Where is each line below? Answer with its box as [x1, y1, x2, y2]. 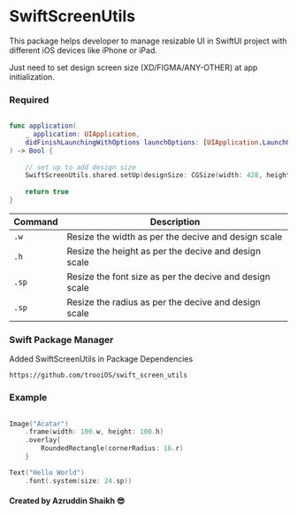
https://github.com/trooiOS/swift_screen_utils [9, 371, 188, 380]
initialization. [9, 71, 55, 82]
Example [9, 392, 48, 404]
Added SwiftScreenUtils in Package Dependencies [9, 354, 194, 364]
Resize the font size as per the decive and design [66, 270, 271, 283]
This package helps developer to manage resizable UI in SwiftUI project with [9, 35, 287, 46]
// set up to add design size [25, 162, 137, 172]
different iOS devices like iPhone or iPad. [9, 44, 157, 55]
